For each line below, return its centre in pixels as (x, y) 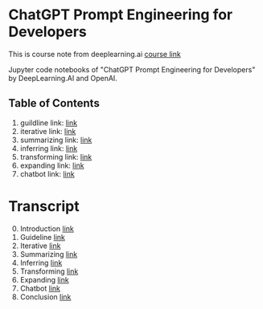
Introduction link (47, 228)
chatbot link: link (47, 173)
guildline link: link (49, 123)
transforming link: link (56, 157)
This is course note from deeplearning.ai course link (95, 54)
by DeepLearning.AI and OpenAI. (63, 78)
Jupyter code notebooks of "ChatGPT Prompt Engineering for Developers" (132, 69)
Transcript (44, 206)
